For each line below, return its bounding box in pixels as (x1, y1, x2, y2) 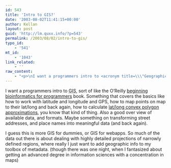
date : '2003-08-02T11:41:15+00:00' (5, 17, 81, 22)
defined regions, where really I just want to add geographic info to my (5, 141, 151, 147)
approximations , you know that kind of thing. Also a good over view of (5, 109, 152, 115)
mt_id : (5, 50, 19, 55)
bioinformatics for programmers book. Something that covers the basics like (5, 93, 165, 99)
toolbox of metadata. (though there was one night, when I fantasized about (5, 146, 162, 152)
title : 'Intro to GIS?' (5, 12, 56, 17)
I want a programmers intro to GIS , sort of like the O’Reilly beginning (5, 88, 148, 94)
